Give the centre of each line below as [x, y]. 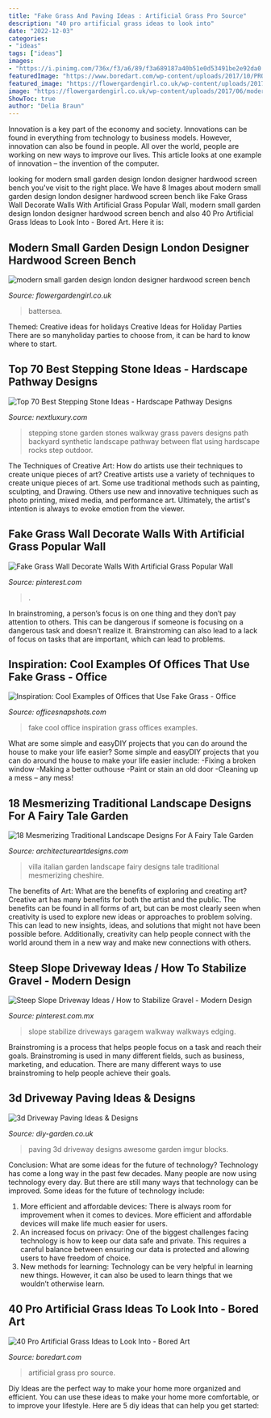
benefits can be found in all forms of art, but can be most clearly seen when [134, 908]
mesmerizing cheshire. [66, 875]
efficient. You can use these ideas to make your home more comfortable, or [134, 1397]
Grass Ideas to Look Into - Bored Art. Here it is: [86, 222]
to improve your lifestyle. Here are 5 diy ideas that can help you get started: [134, 1405]
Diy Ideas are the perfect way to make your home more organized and [125, 1388]
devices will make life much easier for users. [94, 1223]
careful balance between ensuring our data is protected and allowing [135, 1249]
